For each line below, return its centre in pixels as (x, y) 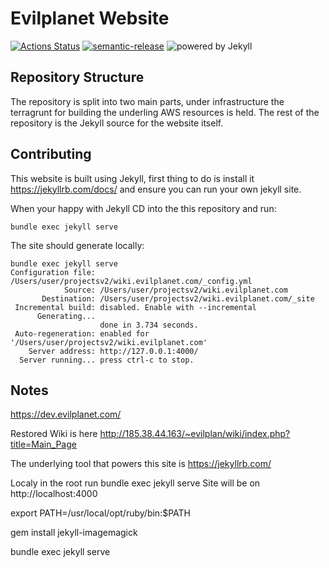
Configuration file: (53, 272)
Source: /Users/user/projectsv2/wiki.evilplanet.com (175, 290)
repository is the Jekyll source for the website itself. (117, 123)
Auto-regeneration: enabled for (82, 333)
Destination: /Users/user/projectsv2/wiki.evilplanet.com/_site (178, 298)
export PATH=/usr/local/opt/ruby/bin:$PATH (100, 513)
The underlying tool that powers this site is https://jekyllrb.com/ (141, 464)
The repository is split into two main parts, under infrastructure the (147, 101)
